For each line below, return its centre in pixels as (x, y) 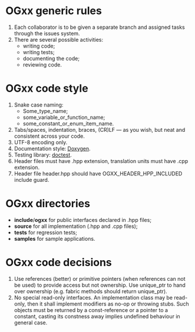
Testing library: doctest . (43, 155)
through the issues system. (47, 33)
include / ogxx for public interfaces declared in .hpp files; (82, 220)
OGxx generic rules (54, 11)
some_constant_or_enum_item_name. (68, 123)
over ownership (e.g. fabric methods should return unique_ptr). (90, 291)
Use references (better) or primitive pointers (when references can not (100, 278)
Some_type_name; (45, 111)
